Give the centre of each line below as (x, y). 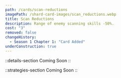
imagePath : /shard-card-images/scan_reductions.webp (61, 14)
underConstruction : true (31, 46)
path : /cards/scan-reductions (36, 10)
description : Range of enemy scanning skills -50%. (60, 23)
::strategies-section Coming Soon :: (41, 70)
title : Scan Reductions (30, 19)
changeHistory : (21, 38)
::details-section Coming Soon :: (38, 60)
